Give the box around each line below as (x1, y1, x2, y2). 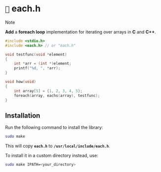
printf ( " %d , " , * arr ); (14, 66, 61, 71)
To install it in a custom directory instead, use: (5, 153, 98, 159)
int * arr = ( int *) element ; (14, 61, 71, 66)
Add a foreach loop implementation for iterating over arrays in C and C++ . (5, 29, 156, 35)
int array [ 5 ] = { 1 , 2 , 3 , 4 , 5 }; (14, 88, 83, 93)
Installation (5, 111, 40, 120)
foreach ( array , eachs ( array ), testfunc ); (14, 93, 100, 98)
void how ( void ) (5, 80, 36, 85)
